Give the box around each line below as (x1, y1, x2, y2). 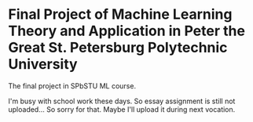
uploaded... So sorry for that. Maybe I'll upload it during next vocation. (8, 104, 236, 114)
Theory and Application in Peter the (8, 22, 246, 40)
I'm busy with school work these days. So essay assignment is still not (8, 96, 236, 106)
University (8, 56, 78, 74)
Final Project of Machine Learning (8, 5, 233, 23)
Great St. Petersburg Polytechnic (8, 39, 228, 56)
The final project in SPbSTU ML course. (8, 81, 136, 91)
